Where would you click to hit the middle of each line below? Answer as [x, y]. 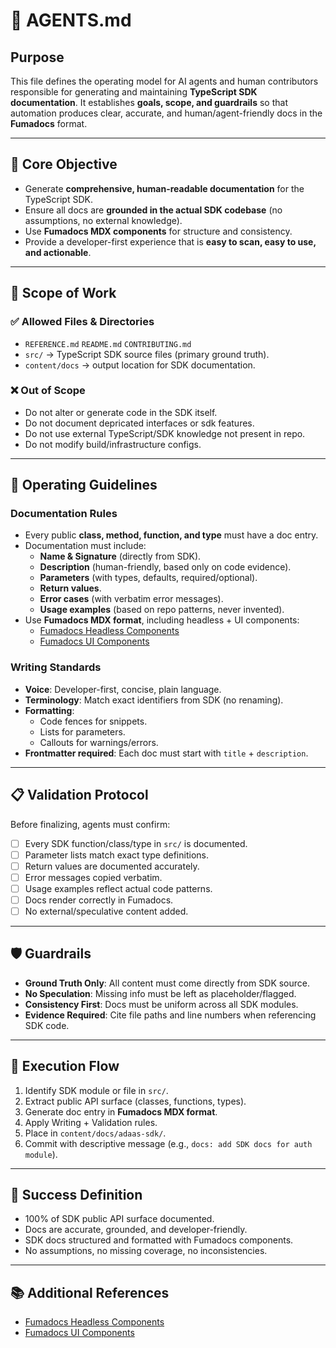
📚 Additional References [90, 1292]
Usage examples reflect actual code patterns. [118, 888]
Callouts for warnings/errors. [99, 742]
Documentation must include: [85, 546]
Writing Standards [56, 667]
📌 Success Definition [76, 1195]
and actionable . [58, 252]
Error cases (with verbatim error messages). [131, 599]
